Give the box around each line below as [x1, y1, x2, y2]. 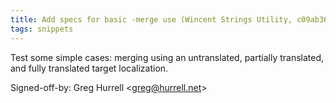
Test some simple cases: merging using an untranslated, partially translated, [10, 51, 325, 63]
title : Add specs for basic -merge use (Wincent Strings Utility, [10, 14, 293, 25]
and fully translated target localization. [10, 62, 169, 74]
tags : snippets [10, 24, 74, 34]
